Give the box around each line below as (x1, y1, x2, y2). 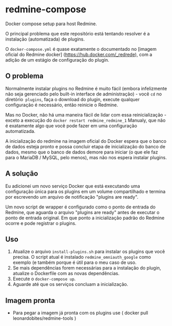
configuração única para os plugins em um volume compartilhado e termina (5, 188, 166, 195)
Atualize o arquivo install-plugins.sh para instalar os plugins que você (12, 248, 165, 255)
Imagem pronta (5, 296, 55, 305)
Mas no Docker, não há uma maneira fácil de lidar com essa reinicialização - (5, 111, 167, 118)
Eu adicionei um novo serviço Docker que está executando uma (5, 183, 140, 189)
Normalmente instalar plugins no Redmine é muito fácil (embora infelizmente (5, 85, 167, 91)
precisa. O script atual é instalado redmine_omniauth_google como (12, 254, 151, 260)
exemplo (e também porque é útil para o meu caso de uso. (12, 259, 137, 265)
